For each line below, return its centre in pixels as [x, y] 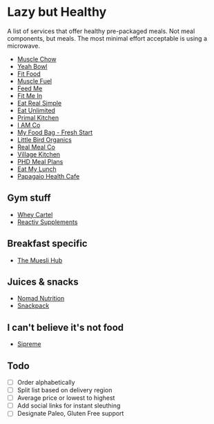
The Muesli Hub [40, 260]
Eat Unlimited [36, 110]
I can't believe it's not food [66, 327]
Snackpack [33, 306]
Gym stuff [29, 198]
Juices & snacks [43, 282]
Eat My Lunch [37, 169]
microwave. [23, 46]
